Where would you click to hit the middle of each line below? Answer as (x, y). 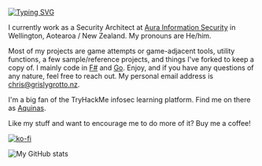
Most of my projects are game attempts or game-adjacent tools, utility (122, 51)
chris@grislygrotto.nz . (44, 84)
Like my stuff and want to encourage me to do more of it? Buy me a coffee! (130, 123)
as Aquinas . (27, 108)
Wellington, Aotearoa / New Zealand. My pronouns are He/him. (110, 36)
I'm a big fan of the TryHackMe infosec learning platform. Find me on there (129, 100)
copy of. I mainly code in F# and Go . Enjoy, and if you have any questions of (131, 68)
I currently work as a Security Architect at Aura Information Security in (122, 27)
